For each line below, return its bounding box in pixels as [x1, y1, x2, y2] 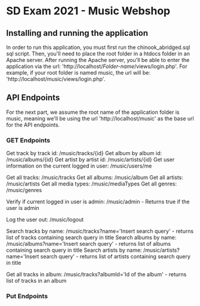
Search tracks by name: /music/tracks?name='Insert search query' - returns [6, 228, 194, 235]
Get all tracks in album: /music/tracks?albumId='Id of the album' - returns [6, 271, 187, 278]
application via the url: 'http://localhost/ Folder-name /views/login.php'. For [6, 63, 188, 70]
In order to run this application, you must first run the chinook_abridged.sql [6, 44, 190, 51]
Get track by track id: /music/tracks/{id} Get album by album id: [6, 150, 162, 157]
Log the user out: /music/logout [6, 216, 84, 223]
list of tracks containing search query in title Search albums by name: [6, 234, 177, 241]
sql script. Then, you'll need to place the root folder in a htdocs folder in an [6, 50, 190, 57]
